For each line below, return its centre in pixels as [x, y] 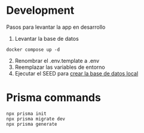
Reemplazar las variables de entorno [60, 67]
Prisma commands [54, 98]
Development [40, 10]
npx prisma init [26, 114]
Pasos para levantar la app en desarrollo [56, 27]
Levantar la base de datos [47, 38]
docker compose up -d [33, 49]
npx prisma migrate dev [36, 119]
